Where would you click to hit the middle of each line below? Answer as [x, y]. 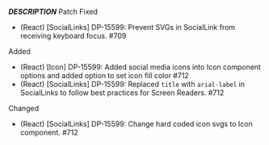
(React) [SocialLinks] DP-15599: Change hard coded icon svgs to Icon [136, 124]
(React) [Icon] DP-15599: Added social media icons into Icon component [140, 67]
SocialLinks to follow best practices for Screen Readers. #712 [122, 93]
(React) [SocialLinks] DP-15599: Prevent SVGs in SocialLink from [128, 27]
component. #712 [49, 133]
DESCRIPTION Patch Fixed [53, 12]
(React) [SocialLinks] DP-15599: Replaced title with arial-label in [132, 84]
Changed [23, 108]
